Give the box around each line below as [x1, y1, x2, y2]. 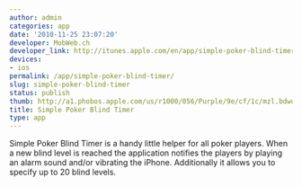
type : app [9, 113, 47, 122]
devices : [9, 55, 42, 64]
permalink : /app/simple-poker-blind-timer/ [9, 72, 175, 81]
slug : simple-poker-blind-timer [9, 80, 130, 89]
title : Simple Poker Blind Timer [9, 105, 135, 114]
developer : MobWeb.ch [9, 38, 91, 48]
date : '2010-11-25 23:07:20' [9, 30, 119, 39]
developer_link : [9, 47, 70, 56]
